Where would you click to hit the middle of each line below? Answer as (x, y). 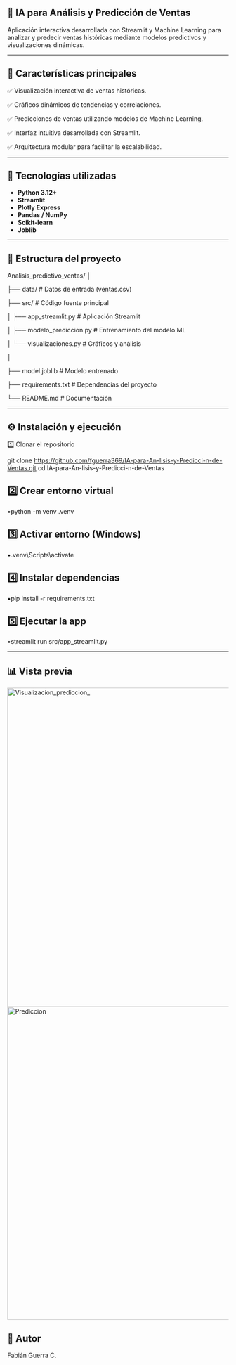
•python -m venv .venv (41, 511)
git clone (20, 460)
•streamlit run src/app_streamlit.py (58, 642)
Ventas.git (22, 468)
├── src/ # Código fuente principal (58, 303)
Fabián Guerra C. (32, 1355)
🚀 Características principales (72, 73)
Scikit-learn (35, 223)
